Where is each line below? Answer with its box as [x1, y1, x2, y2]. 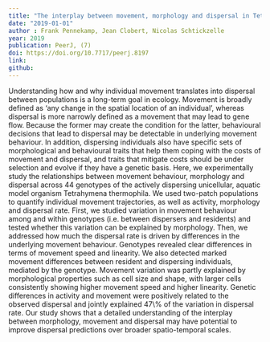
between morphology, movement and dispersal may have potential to [8, 316, 238, 326]
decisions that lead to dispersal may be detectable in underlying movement [8, 128, 257, 138]
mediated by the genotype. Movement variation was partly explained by [8, 265, 247, 275]
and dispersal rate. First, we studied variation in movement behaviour [8, 206, 238, 215]
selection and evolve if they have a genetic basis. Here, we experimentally [8, 162, 254, 173]
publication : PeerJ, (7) [8, 42, 92, 50]
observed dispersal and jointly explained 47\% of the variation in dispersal [8, 299, 255, 309]
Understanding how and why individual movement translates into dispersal [8, 86, 256, 96]
